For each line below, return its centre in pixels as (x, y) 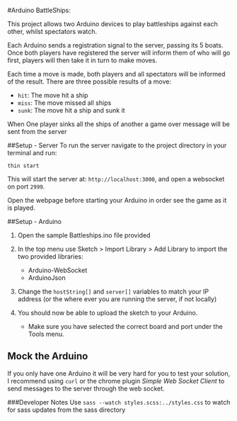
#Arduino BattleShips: (39, 10)
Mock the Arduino (48, 356)
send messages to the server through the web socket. (86, 388)
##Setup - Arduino (35, 221)
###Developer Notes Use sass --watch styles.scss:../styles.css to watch (119, 402)
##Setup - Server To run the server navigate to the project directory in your (117, 145)
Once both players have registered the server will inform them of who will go (119, 53)
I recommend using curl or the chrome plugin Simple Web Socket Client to (116, 381)
